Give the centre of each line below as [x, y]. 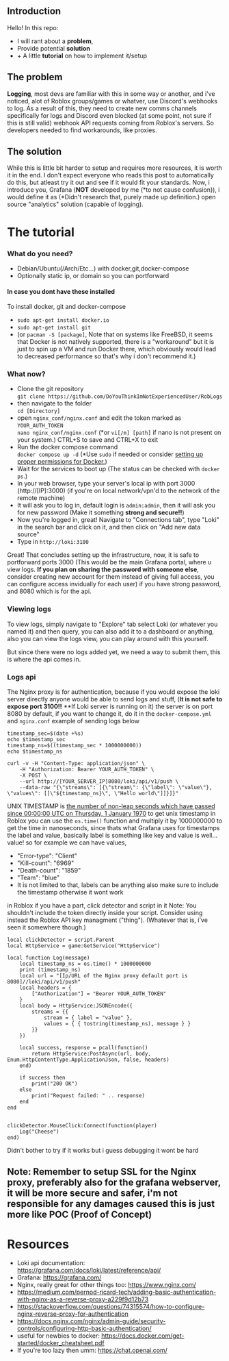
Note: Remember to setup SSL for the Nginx [102, 1172]
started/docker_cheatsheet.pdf [60, 1343]
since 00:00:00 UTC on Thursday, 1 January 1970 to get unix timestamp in [111, 814]
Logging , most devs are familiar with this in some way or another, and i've [111, 93]
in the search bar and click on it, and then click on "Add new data [109, 527]
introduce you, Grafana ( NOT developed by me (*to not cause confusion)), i [113, 190]
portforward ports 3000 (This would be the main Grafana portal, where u [109, 562]
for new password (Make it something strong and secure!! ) [100, 512]
